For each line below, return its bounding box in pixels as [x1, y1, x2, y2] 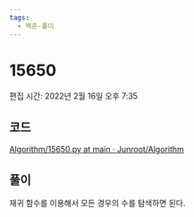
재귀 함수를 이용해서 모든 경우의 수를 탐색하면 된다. [9, 198, 186, 209]
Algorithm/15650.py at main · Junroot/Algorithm [9, 144, 185, 155]
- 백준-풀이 [17, 22, 55, 30]
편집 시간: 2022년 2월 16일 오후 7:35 [9, 91, 139, 101]
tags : [9, 13, 30, 22]
